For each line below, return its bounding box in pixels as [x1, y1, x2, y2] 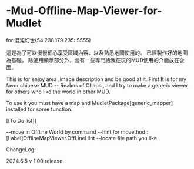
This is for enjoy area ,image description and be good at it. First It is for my [6, 75, 187, 83]
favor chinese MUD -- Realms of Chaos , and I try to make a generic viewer [6, 82, 188, 89]
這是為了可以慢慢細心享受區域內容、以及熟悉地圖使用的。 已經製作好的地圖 [6, 49, 188, 56]
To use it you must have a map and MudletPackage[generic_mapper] [6, 99, 173, 106]
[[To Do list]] [6, 117, 36, 124]
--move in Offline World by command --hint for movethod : [6, 128, 149, 136]
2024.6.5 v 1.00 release [6, 157, 63, 164]
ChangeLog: [6, 146, 36, 153]
